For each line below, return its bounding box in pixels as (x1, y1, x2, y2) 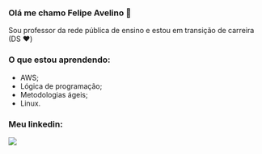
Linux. (19, 98, 41, 108)
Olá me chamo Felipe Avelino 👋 (8, 7, 132, 19)
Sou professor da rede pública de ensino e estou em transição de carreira (8, 26, 255, 35)
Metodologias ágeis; (19, 89, 88, 99)
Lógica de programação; (19, 81, 103, 91)
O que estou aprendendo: (8, 54, 111, 65)
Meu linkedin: (8, 119, 63, 130)
